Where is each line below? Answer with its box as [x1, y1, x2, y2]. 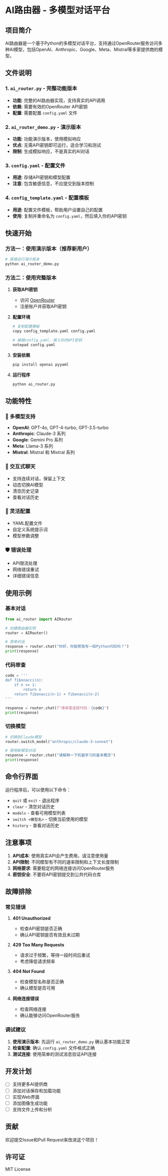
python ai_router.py [12, 381, 55, 386]
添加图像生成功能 [12, 1100, 48, 1106]
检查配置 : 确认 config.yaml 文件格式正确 [12, 1044, 95, 1050]
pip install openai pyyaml [12, 362, 69, 367]
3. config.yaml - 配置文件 [5, 162, 66, 169]
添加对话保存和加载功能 [12, 1087, 61, 1093]
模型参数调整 [12, 532, 39, 538]
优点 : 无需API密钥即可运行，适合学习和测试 [12, 142, 101, 148]
